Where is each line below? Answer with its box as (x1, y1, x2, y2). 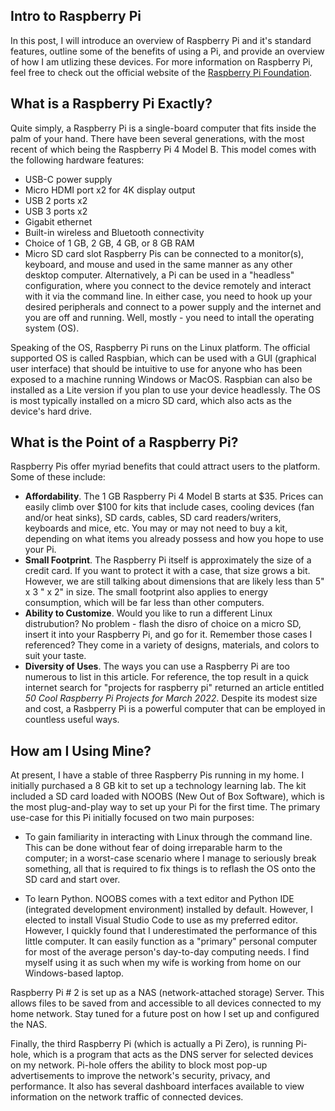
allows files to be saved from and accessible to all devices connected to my (10, 997, 322, 1009)
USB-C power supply (24, 173, 113, 185)
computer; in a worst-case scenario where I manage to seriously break (24, 852, 317, 864)
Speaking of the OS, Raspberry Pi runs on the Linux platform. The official (10, 341, 311, 353)
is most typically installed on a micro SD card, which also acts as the (10, 394, 292, 406)
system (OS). (24, 322, 80, 334)
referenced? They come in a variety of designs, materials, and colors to (24, 639, 320, 651)
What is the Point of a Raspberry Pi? (10, 434, 239, 451)
